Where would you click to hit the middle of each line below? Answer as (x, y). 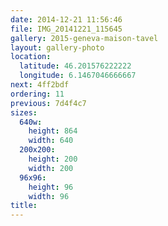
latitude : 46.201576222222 (75, 66)
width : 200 (51, 168)
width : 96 (49, 196)
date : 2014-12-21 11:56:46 (66, 19)
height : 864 (53, 131)
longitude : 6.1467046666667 (78, 76)
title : (24, 206)
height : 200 (53, 159)
